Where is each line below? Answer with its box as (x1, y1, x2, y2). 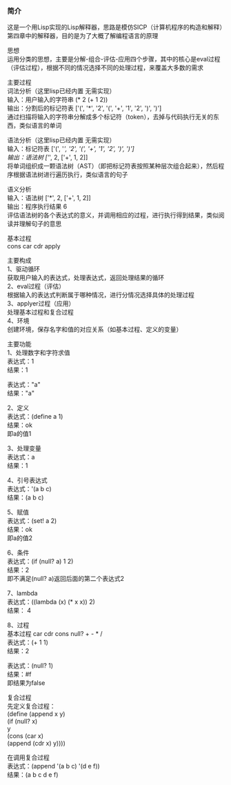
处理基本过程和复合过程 (7, 308, 74, 317)
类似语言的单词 (19, 121, 62, 130)
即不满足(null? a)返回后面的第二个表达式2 (7, 575, 125, 583)
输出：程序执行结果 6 (7, 202, 68, 211)
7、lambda (7, 589, 38, 597)
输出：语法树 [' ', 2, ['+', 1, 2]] (7, 153, 88, 161)
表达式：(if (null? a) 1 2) (7, 557, 74, 566)
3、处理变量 (7, 444, 41, 453)
